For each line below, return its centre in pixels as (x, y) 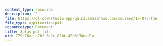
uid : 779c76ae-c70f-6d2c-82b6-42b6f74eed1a (50, 36)
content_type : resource (29, 9)
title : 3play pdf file (28, 32)
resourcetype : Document (29, 27)
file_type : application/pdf (33, 23)
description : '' (21, 14)
